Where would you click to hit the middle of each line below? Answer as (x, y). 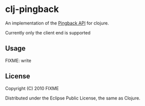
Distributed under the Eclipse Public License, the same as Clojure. (73, 98)
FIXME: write (18, 60)
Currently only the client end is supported (48, 32)
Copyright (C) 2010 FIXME (32, 88)
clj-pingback (32, 9)
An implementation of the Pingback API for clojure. (57, 23)
